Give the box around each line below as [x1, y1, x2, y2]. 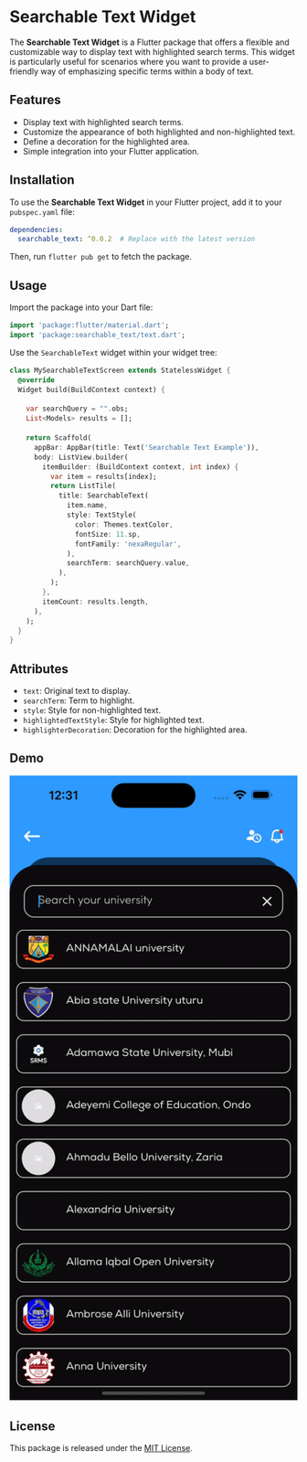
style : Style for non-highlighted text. [22, 705, 162, 716]
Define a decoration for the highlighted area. [22, 135, 190, 147]
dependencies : [9, 225, 64, 234]
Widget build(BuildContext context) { [17, 385, 166, 394]
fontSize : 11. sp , [74, 529, 142, 539]
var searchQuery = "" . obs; [26, 404, 129, 413]
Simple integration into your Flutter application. [22, 145, 199, 156]
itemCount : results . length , [42, 597, 149, 606]
